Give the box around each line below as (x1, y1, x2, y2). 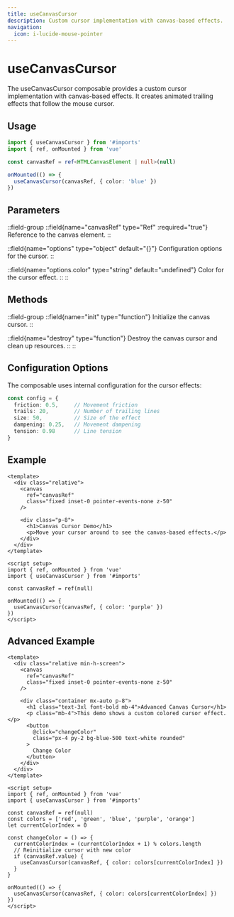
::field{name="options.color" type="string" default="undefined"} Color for (7, 266, 225, 274)
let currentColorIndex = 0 (7, 822, 87, 829)
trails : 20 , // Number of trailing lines (13, 408, 160, 415)
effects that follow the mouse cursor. (7, 100, 115, 108)
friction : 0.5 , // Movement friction (13, 401, 138, 409)
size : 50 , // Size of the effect (13, 414, 141, 422)
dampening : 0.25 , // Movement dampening (13, 421, 141, 429)
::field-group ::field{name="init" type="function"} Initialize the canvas (7, 312, 211, 321)
